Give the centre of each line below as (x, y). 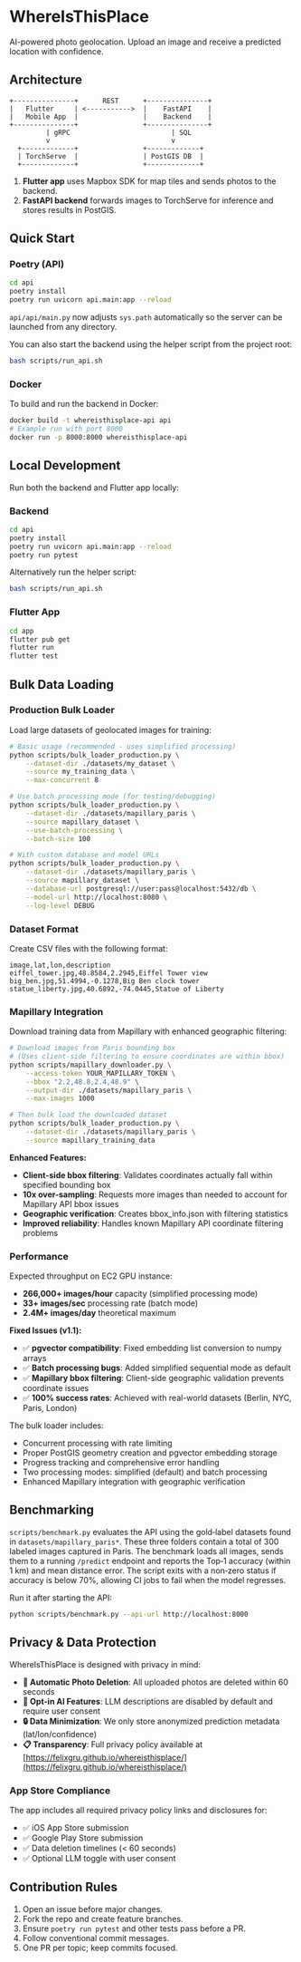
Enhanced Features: (48, 1157)
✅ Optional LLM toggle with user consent (99, 1858)
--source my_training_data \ (80, 772)
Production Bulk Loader (62, 710)
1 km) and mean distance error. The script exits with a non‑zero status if (143, 1571)
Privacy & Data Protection (83, 1643)
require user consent (61, 1711)
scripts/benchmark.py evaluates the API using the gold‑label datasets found (150, 1532)
